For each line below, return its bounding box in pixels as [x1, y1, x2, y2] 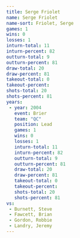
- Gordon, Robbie [8, 217, 52, 223]
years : [6, 99, 23, 105]
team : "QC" [14, 116, 42, 122]
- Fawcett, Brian [8, 211, 52, 218]
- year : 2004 [8, 104, 42, 111]
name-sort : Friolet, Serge [6, 20, 74, 26]
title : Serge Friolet [6, 8, 61, 15]
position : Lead [14, 122, 52, 128]
